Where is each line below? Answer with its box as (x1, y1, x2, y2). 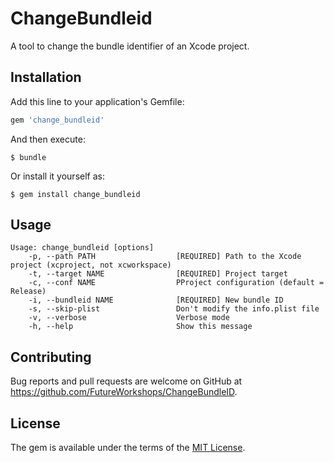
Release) (10, 287, 47, 297)
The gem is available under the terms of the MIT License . (10, 442, 246, 454)
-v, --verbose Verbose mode (28, 313, 230, 323)
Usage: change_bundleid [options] (10, 243, 155, 253)
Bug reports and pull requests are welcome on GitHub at (10, 375, 243, 387)
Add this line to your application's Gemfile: (10, 95, 185, 107)
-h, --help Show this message (28, 322, 253, 332)
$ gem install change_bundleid (10, 189, 141, 199)
